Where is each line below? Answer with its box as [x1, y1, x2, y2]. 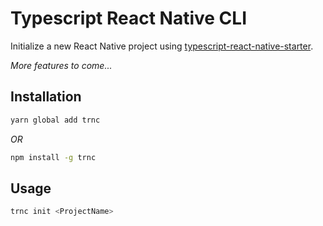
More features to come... [10, 59, 113, 71]
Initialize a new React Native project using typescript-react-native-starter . [10, 40, 314, 52]
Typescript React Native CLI [10, 7, 247, 30]
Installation [10, 88, 82, 106]
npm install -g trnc [10, 152, 97, 162]
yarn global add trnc [10, 115, 101, 125]
